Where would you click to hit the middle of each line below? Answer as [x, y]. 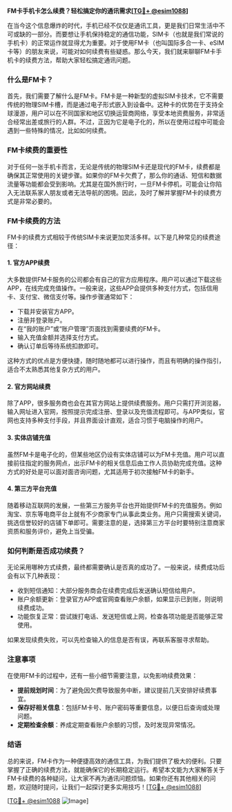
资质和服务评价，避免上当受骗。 [52, 531]
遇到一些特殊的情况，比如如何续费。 [59, 131]
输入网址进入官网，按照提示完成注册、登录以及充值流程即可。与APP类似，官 [116, 412]
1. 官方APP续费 [29, 263]
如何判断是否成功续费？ [46, 551]
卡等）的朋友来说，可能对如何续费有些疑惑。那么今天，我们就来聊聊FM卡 [112, 51]
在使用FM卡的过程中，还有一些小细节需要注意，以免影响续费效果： [103, 676]
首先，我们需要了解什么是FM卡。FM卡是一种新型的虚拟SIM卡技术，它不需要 [116, 96]
